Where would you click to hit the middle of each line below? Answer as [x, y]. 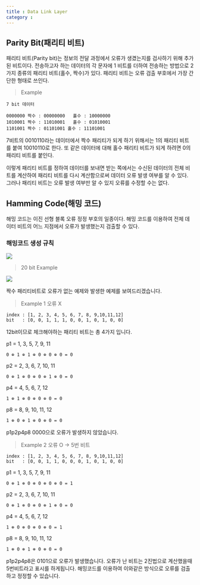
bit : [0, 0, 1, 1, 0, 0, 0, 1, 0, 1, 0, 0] [65, 462]
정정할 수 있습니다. [39, 576]
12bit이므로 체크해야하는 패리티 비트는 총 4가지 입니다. [69, 332]
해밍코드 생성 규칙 [30, 243]
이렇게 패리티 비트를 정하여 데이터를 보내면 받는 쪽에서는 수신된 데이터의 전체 [95, 168]
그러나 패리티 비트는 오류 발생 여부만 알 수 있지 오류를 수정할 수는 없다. [88, 183]
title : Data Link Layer [37, 12]
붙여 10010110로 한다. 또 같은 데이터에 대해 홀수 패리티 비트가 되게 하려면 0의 [101, 148]
